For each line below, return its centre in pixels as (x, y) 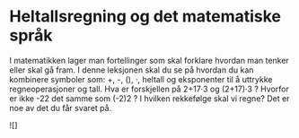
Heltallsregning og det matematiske (145, 17)
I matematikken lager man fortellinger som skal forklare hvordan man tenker (149, 60)
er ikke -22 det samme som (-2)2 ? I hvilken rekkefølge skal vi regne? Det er (149, 98)
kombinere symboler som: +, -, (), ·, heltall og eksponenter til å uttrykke (141, 79)
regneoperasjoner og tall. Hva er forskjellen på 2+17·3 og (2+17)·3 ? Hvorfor (149, 89)
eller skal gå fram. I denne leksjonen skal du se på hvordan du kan (132, 70)
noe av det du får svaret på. (61, 108)
